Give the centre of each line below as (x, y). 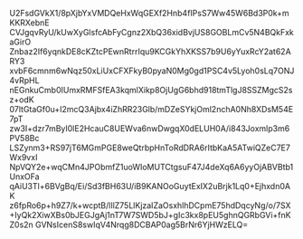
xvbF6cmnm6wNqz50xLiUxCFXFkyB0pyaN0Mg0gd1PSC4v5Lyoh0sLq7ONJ (152, 71)
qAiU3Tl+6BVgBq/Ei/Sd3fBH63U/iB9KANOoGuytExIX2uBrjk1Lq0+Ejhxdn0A (150, 186)
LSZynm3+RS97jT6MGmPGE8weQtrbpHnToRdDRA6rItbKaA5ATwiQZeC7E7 (150, 148)
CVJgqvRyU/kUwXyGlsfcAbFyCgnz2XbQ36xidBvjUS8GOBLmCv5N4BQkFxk (151, 32)
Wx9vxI (24, 157)
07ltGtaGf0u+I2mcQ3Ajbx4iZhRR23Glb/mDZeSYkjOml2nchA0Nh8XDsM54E (151, 109)
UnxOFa (24, 177)
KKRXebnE (29, 23)
